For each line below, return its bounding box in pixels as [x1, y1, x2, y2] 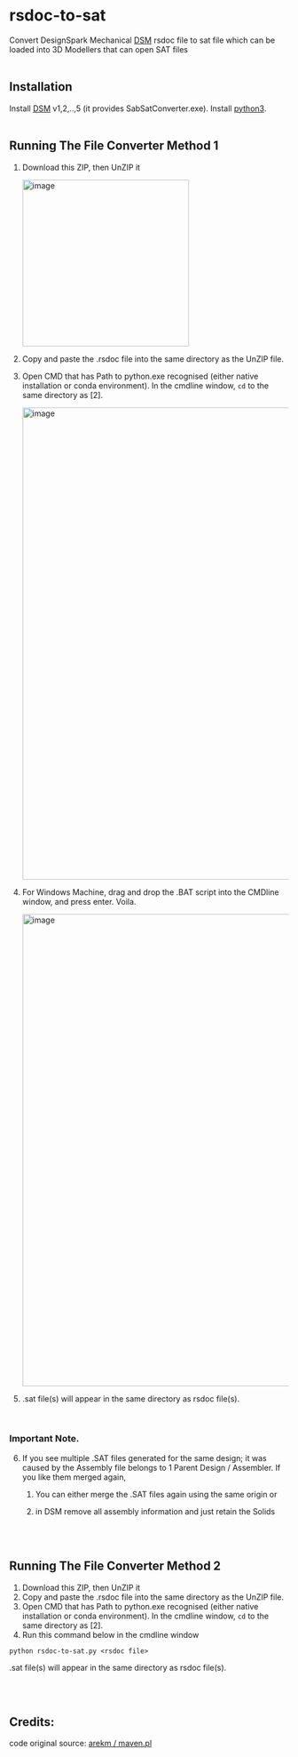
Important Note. [9, 1433, 80, 1445]
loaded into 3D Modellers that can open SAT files [9, 44, 189, 54]
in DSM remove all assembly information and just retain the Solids [35, 1505, 276, 1516]
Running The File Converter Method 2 [9, 1559, 222, 1574]
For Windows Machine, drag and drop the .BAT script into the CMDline [21, 886, 279, 898]
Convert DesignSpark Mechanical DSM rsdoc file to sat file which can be [9, 35, 276, 45]
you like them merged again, [21, 1472, 127, 1482]
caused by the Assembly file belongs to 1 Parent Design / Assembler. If [21, 1462, 281, 1473]
